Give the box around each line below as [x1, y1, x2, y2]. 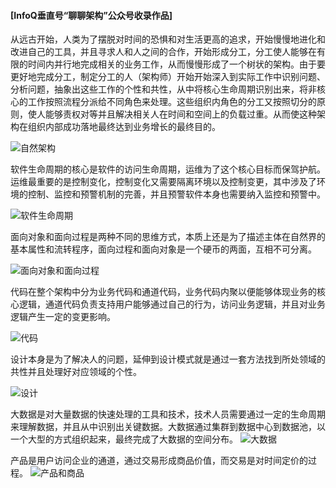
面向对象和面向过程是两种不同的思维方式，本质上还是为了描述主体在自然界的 [10, 231, 326, 243]
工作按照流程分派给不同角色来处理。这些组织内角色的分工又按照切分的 [27, 96, 317, 108]
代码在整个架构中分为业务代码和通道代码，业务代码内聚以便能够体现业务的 [10, 286, 317, 298]
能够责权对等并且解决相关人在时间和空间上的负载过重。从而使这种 [44, 108, 317, 120]
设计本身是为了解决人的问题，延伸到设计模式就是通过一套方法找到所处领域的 [10, 353, 326, 365]
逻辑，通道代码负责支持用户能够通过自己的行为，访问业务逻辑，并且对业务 [18, 298, 326, 310]
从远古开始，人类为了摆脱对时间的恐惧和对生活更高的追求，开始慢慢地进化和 [10, 33, 326, 45]
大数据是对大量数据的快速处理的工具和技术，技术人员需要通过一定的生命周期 [10, 408, 326, 420]
